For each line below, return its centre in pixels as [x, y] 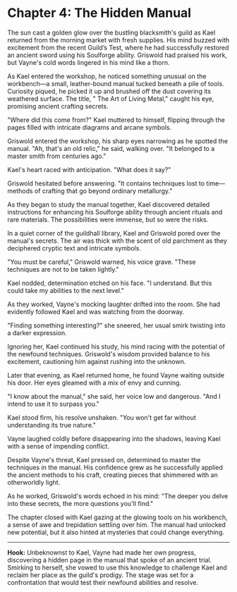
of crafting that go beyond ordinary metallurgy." [103, 191]
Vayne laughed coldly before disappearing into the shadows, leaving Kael [114, 438]
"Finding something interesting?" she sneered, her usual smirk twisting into [116, 325]
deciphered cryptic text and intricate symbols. [74, 248]
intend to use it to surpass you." [54, 404]
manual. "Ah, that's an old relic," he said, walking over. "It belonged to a [111, 148]
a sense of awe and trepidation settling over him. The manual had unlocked [116, 524]
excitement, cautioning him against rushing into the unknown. [97, 361]
